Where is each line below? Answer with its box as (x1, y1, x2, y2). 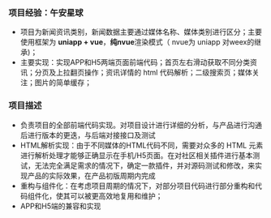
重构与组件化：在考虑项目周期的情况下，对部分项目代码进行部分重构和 (19, 181, 256, 190)
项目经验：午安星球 (8, 6, 84, 18)
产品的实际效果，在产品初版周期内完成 (27, 170, 156, 180)
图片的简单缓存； (34, 78, 92, 88)
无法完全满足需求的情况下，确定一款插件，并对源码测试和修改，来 (34, 160, 256, 170)
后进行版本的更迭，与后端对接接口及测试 (19, 130, 156, 139)
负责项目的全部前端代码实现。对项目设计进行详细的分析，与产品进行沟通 (19, 120, 262, 130)
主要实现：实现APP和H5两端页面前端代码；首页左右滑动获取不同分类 (19, 58, 251, 67)
